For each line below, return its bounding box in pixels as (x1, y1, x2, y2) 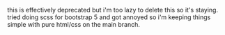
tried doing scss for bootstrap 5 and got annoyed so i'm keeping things (7, 13, 211, 21)
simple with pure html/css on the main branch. (7, 21, 141, 28)
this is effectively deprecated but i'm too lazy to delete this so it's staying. (7, 6, 218, 14)
